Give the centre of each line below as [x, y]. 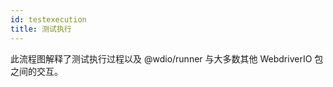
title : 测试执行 [41, 29]
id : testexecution [48, 19]
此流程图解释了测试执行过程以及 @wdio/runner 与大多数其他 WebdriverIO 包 [167, 58]
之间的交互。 [36, 71]
